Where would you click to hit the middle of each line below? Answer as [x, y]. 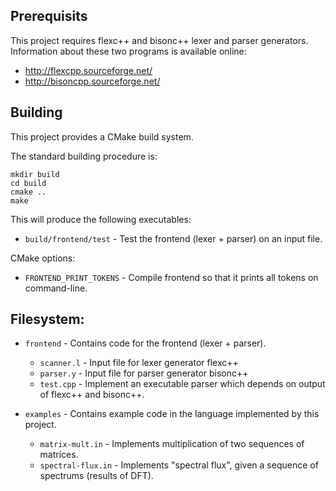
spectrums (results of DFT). [96, 476]
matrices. [59, 455]
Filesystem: [47, 319]
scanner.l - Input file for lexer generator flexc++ [139, 363]
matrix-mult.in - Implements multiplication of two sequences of [172, 444]
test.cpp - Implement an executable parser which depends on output [182, 384]
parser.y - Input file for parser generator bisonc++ [144, 373]
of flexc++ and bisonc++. [92, 395]
